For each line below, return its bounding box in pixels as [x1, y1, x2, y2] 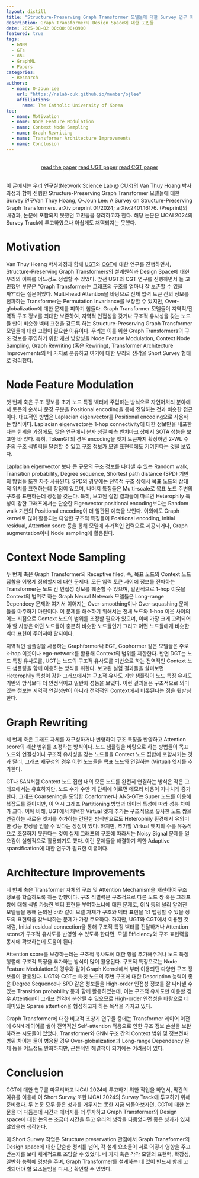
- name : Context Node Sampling [11, 124, 89, 130]
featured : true [6, 31, 44, 37]
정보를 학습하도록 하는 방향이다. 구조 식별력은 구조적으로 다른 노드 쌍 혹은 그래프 [6, 894, 191, 901]
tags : [6, 36, 20, 42]
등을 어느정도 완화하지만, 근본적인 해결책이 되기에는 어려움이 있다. [12, 1045, 164, 1052]
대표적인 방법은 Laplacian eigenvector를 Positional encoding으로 [18, 413, 173, 420]
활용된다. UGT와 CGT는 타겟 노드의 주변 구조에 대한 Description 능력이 [21, 973, 187, 980]
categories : [6, 69, 36, 75]
